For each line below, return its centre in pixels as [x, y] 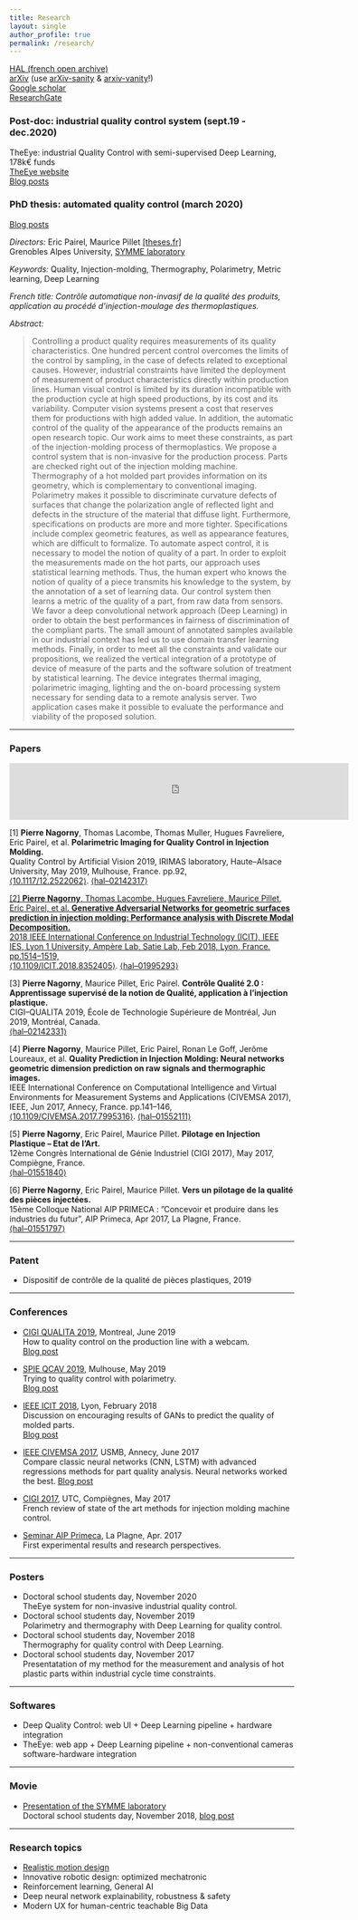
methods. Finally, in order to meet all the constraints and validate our [159, 649]
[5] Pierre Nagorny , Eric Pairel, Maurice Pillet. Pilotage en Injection [135, 1134]
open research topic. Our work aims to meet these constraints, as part [162, 437]
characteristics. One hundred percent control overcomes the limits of [160, 351]
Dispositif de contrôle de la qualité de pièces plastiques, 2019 [137, 1280]
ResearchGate [36, 98]
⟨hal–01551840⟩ [38, 1172]
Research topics [46, 1848]
